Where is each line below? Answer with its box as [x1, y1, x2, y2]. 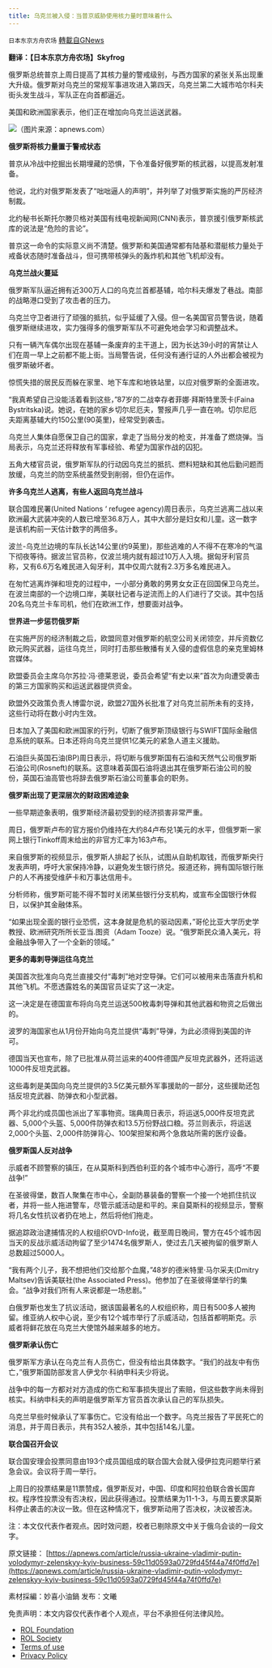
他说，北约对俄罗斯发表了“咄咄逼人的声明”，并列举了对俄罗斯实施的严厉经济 [8, 185, 263, 195]
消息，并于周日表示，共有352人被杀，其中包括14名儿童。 [8, 1422, 200, 1432]
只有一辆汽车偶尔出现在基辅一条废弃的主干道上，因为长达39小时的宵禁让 [8, 339, 252, 349]
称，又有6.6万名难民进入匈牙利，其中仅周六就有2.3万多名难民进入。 [8, 561, 236, 571]
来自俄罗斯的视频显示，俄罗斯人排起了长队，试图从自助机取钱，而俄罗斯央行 [8, 852, 264, 862]
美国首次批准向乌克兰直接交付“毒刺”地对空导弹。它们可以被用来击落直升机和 [8, 971, 263, 981]
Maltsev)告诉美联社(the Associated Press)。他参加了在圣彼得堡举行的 [8, 1274, 241, 1284]
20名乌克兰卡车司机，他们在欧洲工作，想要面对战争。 [8, 598, 188, 608]
